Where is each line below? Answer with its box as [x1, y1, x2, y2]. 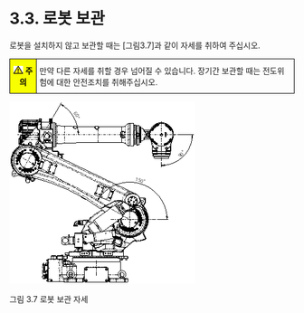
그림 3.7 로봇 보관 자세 [9, 293, 89, 304]
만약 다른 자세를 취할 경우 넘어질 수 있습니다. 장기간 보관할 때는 [39, 65, 261, 76]
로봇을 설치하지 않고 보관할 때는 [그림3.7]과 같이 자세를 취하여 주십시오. [9, 40, 261, 51]
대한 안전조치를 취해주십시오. [55, 77, 158, 87]
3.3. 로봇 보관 [9, 8, 106, 29]
